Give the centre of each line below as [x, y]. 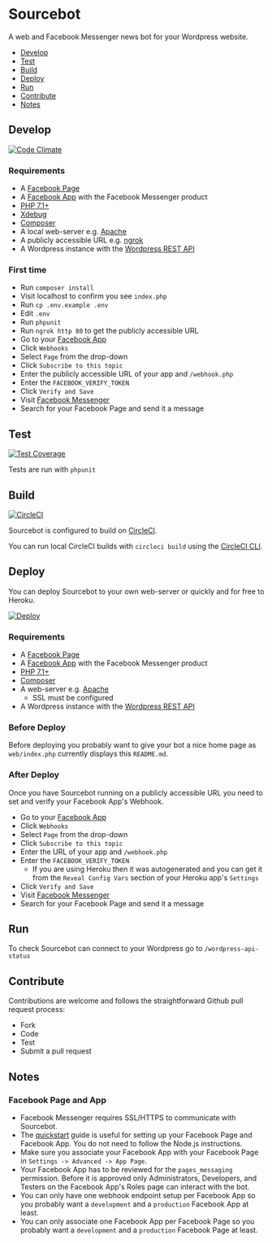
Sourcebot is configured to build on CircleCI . [83, 530]
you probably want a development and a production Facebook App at [134, 1204]
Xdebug [33, 214]
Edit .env [35, 313]
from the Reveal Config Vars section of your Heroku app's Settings [145, 877]
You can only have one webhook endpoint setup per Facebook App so [138, 1195]
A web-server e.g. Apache [65, 689]
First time [28, 269]
